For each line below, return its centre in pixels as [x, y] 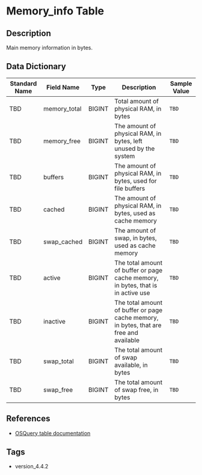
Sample [181, 84]
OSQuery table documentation [53, 433]
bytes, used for [136, 180]
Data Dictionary [36, 66]
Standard [23, 84]
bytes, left [128, 141]
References [28, 419]
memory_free [62, 141]
